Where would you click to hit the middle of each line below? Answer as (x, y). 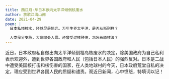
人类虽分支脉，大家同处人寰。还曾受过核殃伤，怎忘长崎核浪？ (64, 38)
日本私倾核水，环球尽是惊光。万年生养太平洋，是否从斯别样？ (64, 29)
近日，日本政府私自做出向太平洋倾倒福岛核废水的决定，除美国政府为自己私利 (84, 53)
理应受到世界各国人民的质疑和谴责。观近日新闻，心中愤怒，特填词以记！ (89, 71)
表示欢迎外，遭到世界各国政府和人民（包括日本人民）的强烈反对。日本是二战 (84, 59)
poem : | (13, 24)
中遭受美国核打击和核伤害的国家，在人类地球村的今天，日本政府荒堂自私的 (82, 65)
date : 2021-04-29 (23, 19)
